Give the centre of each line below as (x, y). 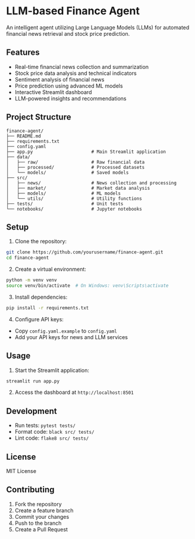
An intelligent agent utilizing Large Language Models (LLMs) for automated (98, 27)
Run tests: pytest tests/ (45, 425)
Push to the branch (38, 523)
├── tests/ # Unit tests (65, 203)
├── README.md (24, 136)
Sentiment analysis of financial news (59, 79)
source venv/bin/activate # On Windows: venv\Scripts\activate (87, 286)
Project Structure (39, 117)
